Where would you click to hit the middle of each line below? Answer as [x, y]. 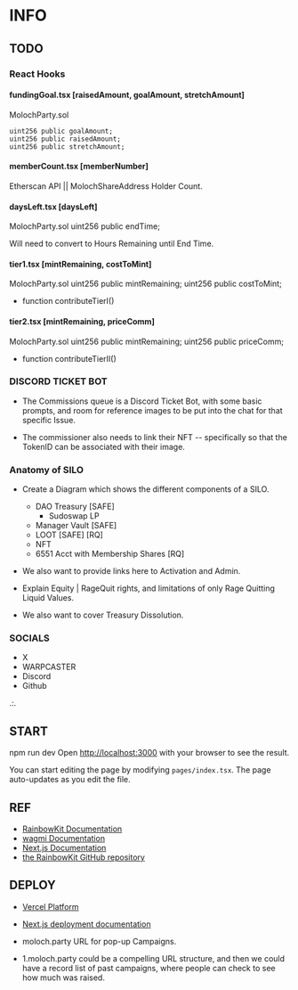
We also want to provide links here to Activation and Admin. [131, 571]
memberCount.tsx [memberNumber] [79, 167]
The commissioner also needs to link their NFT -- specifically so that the [154, 437]
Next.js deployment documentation [86, 924]
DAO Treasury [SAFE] [75, 507]
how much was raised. [63, 978]
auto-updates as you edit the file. [70, 780]
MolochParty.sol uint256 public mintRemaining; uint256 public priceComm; [147, 341]
